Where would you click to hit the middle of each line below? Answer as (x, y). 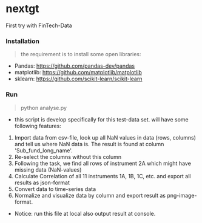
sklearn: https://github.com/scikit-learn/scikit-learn (78, 79)
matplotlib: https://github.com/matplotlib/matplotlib (78, 73)
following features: (38, 126)
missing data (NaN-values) (48, 170)
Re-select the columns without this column (68, 157)
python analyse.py (44, 108)
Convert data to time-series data (55, 189)
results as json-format (42, 183)
